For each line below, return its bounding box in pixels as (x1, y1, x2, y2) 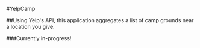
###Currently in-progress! (6, 35, 72, 41)
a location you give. (6, 23, 55, 30)
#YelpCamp (6, 5, 36, 12)
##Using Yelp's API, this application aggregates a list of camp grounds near (6, 17, 194, 23)
